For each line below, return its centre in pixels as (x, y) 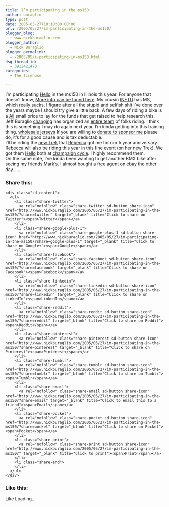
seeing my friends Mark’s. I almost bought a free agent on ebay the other (81, 164)
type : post (17, 19)
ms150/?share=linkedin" (30, 295)
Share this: (19, 182)
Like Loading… (21, 499)
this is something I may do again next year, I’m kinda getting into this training (85, 126)
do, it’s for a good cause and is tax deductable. (54, 137)
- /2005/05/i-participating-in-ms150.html (55, 57)
